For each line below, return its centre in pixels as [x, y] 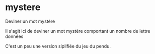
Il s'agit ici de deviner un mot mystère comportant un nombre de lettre [78, 31]
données [14, 36]
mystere [23, 7]
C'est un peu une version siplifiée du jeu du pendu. [58, 46]
